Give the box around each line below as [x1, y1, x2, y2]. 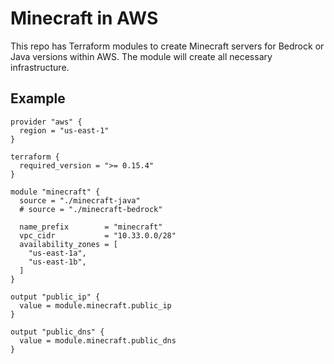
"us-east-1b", [28, 257, 87, 267]
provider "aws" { [10, 117, 83, 127]
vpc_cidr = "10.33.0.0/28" [19, 230, 177, 241]
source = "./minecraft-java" [19, 195, 141, 206]
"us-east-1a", [28, 248, 87, 258]
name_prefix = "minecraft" [19, 222, 163, 232]
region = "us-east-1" [19, 125, 110, 136]
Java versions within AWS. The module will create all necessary [10, 50, 273, 62]
